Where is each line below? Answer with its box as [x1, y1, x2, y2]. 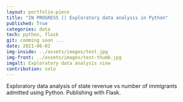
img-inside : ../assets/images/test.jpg [6, 49, 108, 55]
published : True [6, 20, 48, 26]
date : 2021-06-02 [6, 43, 51, 49]
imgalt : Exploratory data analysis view [6, 60, 111, 66]
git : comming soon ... [6, 37, 64, 43]
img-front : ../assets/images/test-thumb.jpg [6, 54, 122, 60]
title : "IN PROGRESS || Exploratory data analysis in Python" [6, 15, 168, 21]
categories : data [6, 26, 51, 32]
